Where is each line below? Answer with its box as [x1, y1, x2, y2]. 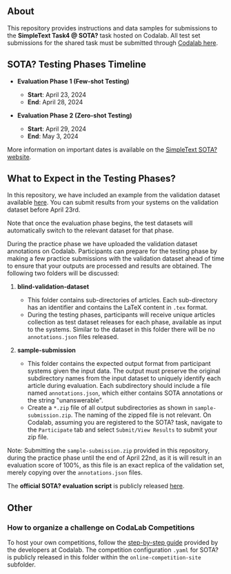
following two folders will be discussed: [7, 269, 119, 277]
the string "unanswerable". [27, 396, 103, 405]
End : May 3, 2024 [27, 131, 79, 140]
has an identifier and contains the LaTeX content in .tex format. [27, 304, 208, 312]
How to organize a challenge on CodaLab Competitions [7, 522, 195, 532]
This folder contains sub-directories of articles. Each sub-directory [27, 296, 218, 304]
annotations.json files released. [27, 333, 119, 341]
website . [7, 152, 32, 161]
